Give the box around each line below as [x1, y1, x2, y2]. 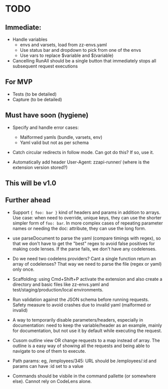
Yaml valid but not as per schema [20, 139, 89, 145]
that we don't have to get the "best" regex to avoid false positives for [12, 240, 155, 247]
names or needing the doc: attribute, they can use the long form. [12, 225, 146, 231]
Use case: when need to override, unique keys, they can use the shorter [12, 214, 162, 220]
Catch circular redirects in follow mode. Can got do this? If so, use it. [12, 149, 154, 155]
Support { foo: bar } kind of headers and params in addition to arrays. [12, 209, 160, 215]
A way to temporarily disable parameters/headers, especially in [12, 317, 143, 323]
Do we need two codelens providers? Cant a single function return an [12, 255, 156, 262]
